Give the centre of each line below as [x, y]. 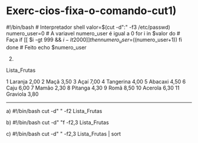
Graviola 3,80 [22, 94]
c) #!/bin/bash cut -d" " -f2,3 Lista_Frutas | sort [64, 134]
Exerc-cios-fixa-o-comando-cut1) [91, 11]
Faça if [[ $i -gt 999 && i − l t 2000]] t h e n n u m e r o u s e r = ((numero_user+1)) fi [94, 40]
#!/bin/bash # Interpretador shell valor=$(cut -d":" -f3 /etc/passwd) [88, 27]
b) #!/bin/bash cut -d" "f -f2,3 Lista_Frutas [57, 122]
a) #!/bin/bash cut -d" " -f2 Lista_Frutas [54, 111]
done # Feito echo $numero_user [46, 47]
